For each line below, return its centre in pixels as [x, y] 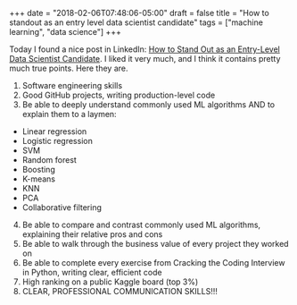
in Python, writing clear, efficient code [92, 272]
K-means [39, 179]
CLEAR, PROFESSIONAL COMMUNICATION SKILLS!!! [120, 291]
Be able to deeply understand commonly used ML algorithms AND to [148, 105]
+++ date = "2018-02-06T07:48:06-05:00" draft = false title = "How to [139, 13]
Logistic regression [58, 141]
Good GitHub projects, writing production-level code [119, 95]
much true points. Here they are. [69, 68]
